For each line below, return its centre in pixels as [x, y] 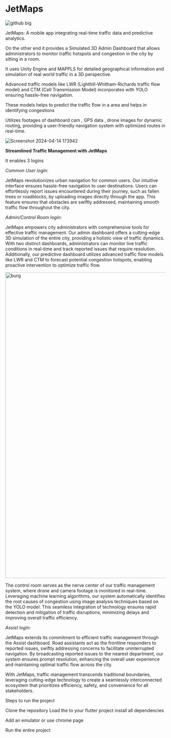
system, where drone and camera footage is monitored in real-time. [76, 590]
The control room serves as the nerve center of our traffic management [80, 585]
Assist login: [18, 627]
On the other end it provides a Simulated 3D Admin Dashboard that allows [83, 48]
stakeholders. [20, 691]
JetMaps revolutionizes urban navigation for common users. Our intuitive [82, 180]
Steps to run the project [30, 700]
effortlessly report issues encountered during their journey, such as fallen [82, 191]
